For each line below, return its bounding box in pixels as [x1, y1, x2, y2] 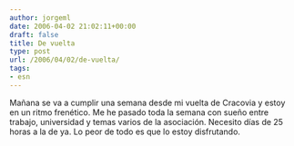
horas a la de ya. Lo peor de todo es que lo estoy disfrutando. [9, 126, 241, 137]
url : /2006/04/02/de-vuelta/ [9, 55, 120, 64]
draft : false [9, 30, 59, 39]
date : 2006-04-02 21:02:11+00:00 [9, 22, 137, 31]
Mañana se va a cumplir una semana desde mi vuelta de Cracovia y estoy [9, 97, 286, 108]
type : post [9, 47, 51, 56]
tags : [9, 64, 30, 73]
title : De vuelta [9, 38, 76, 48]
